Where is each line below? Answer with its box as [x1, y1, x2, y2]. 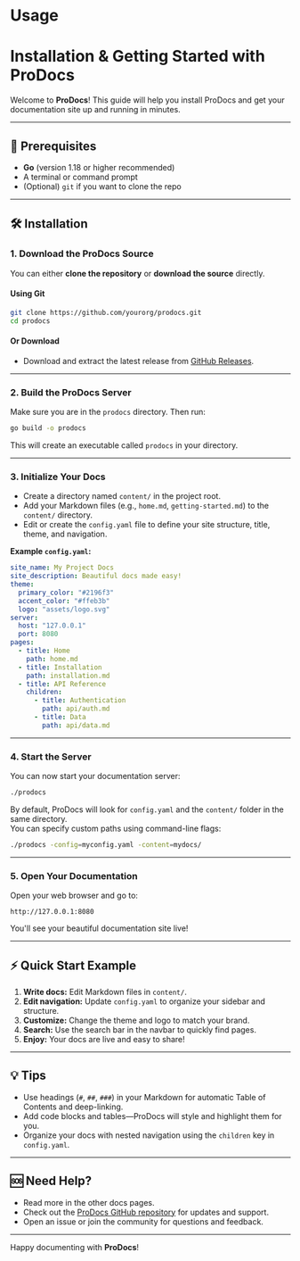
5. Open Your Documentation [10, 869, 139, 882]
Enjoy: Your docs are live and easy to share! [22, 1033, 185, 1044]
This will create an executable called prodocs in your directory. [10, 439, 239, 451]
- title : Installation [18, 662, 102, 672]
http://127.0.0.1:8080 [10, 908, 94, 917]
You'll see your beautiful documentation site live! [10, 923, 189, 933]
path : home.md [26, 654, 78, 663]
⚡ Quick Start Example [10, 958, 137, 974]
